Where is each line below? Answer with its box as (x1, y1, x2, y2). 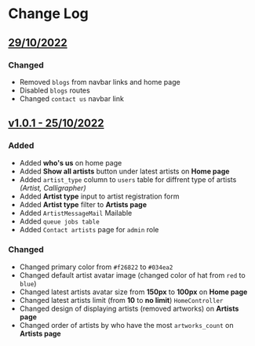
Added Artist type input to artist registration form (19, 191, 180, 201)
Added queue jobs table (19, 217, 100, 226)
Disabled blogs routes (19, 86, 90, 95)
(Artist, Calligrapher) (19, 183, 86, 192)
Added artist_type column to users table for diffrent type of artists (19, 174, 237, 184)
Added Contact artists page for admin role (19, 224, 159, 234)
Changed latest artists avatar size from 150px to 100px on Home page (19, 287, 248, 297)
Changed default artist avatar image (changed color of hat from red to (19, 270, 246, 279)
